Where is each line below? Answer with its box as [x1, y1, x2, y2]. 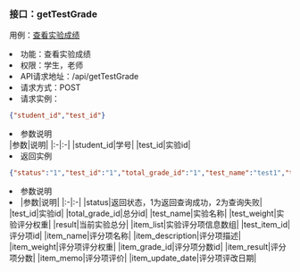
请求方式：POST [21, 82, 81, 93]
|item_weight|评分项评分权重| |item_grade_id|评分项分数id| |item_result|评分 [9, 242, 287, 252]
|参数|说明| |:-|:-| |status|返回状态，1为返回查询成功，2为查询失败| [21, 197, 263, 208]
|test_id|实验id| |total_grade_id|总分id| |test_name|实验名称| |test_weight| [9, 208, 277, 219]
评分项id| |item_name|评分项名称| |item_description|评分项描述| [9, 230, 241, 242]
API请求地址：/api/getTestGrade [21, 71, 139, 82]
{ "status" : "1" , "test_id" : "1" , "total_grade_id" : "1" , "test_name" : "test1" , [9, 169, 286, 177]
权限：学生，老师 [21, 60, 83, 70]
